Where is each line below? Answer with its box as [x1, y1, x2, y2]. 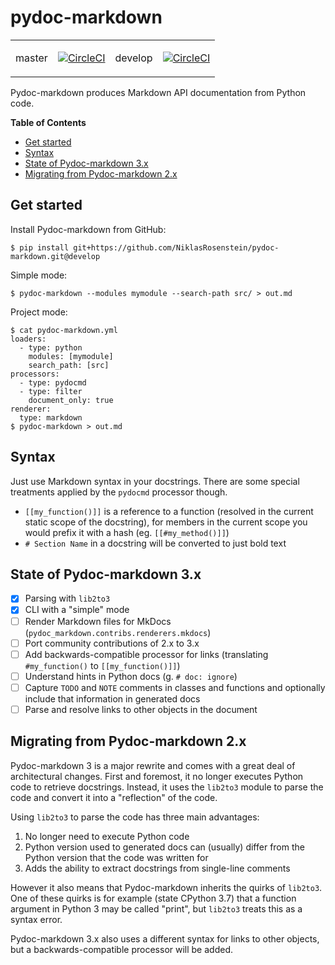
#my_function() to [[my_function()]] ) [24, 659, 181, 671]
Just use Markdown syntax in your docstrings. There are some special [10, 475, 300, 487]
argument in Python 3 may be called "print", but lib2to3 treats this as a [10, 902, 303, 915]
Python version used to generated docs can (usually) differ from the [24, 841, 305, 853]
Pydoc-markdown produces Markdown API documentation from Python [10, 86, 307, 98]
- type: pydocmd [19, 377, 87, 388]
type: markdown [19, 412, 83, 423]
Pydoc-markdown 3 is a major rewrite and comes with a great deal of [10, 759, 296, 771]
